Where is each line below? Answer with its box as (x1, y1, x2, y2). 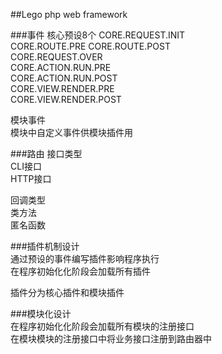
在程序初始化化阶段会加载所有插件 (10, 265, 151, 277)
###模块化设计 (10, 308, 72, 319)
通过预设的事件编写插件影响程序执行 (10, 253, 160, 264)
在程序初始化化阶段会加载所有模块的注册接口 (10, 320, 195, 332)
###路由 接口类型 (10, 148, 83, 159)
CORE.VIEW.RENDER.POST (10, 94, 122, 105)
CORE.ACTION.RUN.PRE (10, 62, 112, 73)
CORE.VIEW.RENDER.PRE (10, 83, 115, 94)
